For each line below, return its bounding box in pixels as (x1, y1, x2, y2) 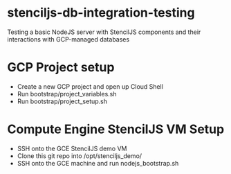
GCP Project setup (7, 60, 115, 76)
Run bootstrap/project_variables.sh (17, 89, 117, 98)
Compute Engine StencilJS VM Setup (7, 121, 225, 137)
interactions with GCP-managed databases (7, 35, 130, 43)
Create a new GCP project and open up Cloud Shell (17, 82, 164, 91)
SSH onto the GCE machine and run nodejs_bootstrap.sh (17, 159, 179, 167)
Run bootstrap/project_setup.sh (17, 97, 108, 105)
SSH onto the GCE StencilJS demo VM (17, 144, 127, 153)
